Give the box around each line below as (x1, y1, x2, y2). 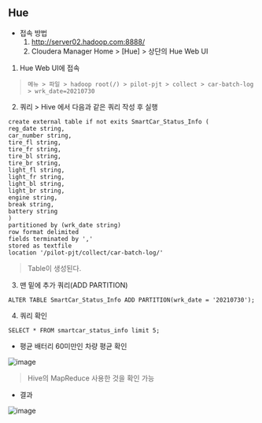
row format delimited (8, 228, 79, 236)
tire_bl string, (8, 152, 61, 160)
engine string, (8, 193, 58, 202)
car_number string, (8, 132, 72, 139)
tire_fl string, (8, 138, 61, 147)
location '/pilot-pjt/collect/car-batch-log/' (8, 248, 164, 257)
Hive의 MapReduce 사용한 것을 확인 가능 (27, 373, 155, 383)
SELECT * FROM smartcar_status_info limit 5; (8, 326, 160, 334)
